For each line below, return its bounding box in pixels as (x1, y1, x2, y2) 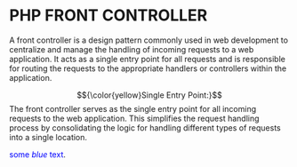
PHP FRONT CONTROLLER (9, 5, 208, 26)
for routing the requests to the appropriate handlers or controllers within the (9, 63, 287, 74)
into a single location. (9, 131, 87, 142)
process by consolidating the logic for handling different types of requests (9, 122, 282, 133)
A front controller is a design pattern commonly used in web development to (9, 35, 289, 45)
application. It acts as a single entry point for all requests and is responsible (9, 53, 286, 64)
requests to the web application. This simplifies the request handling (9, 113, 260, 123)
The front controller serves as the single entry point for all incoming (9, 103, 257, 114)
